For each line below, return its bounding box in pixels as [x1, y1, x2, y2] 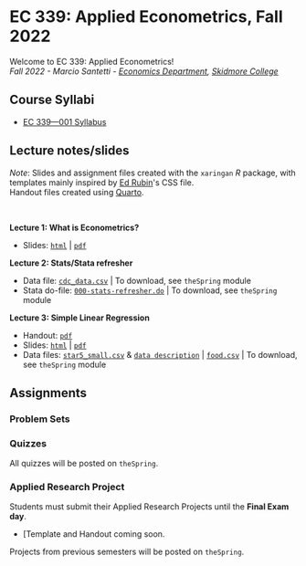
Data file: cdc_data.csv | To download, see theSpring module [22, 275, 251, 286]
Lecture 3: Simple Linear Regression [9, 312, 151, 323]
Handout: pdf [22, 330, 73, 341]
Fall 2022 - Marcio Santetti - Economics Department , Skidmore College [9, 66, 279, 77]
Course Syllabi [9, 92, 95, 108]
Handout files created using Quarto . [9, 186, 144, 197]
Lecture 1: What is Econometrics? [9, 222, 140, 233]
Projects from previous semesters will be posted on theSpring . [9, 546, 245, 558]
